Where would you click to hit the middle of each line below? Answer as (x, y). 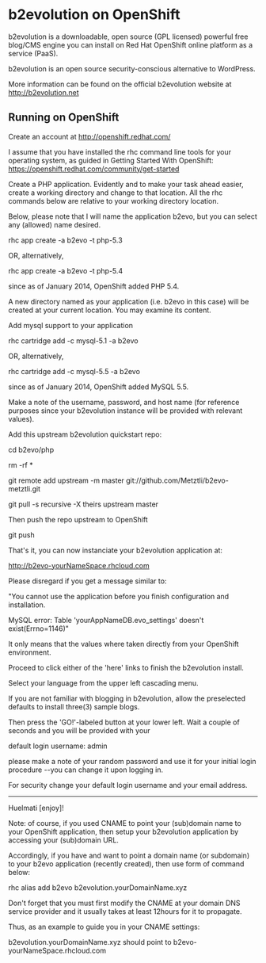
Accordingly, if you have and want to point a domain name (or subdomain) (129, 855)
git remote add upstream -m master (66, 480)
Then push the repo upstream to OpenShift (78, 519)
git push (22, 535)
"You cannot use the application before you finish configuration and (119, 596)
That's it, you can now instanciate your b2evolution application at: (116, 550)
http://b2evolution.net (44, 92)
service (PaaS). (33, 53)
